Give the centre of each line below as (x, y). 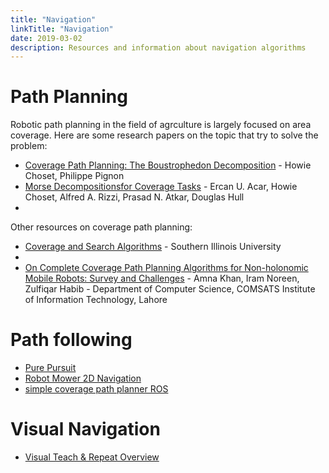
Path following (71, 340)
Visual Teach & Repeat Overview (92, 457)
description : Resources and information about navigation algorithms (158, 47)
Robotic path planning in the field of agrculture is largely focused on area (161, 125)
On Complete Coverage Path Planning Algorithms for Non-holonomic (166, 268)
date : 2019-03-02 (46, 38)
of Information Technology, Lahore (96, 300)
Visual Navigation (85, 429)
